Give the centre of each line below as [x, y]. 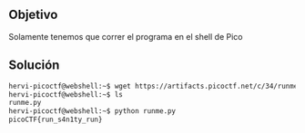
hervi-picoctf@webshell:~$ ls [66, 94]
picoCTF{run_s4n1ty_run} [56, 120]
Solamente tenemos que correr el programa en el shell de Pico [126, 36]
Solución [34, 66]
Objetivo [33, 15]
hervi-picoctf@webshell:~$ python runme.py [92, 111]
